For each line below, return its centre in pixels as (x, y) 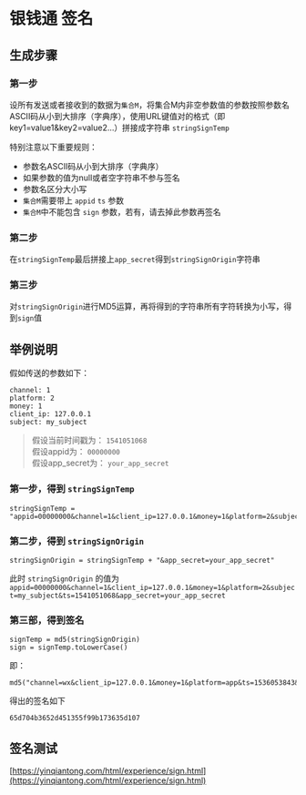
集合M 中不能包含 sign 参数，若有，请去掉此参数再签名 (122, 211)
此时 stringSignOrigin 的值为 (65, 578)
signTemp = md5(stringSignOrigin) (75, 640)
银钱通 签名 (51, 19)
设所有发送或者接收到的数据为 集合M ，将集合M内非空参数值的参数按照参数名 (149, 105)
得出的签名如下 (37, 701)
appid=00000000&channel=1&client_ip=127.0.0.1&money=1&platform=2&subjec (153, 587)
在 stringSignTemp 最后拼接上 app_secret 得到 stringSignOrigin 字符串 (135, 260)
